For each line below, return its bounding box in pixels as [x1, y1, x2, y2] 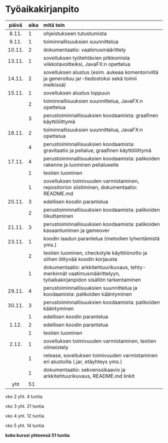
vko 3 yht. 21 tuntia [5, 403, 44, 409]
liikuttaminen [43, 212, 73, 219]
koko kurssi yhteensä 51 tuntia [5, 432, 70, 438]
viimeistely [43, 343, 69, 350]
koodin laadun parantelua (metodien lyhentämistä [43, 235, 160, 242]
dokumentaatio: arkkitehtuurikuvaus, [43, 263, 129, 270]
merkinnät [43, 270, 67, 277]
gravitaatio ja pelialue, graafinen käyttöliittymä [43, 146, 151, 153]
